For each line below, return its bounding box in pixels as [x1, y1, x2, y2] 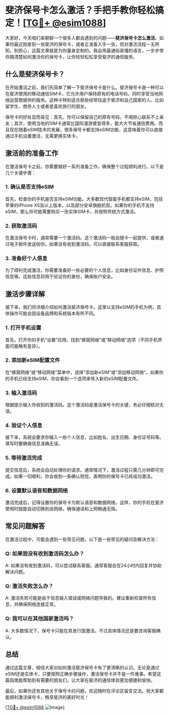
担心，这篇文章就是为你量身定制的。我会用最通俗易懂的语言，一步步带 [18, 47, 164, 53]
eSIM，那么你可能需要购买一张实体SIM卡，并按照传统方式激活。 [5, 208, 138, 214]
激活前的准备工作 [5, 149, 58, 158]
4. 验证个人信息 [5, 422, 43, 429]
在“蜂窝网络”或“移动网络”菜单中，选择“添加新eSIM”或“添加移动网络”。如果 [5, 369, 159, 375]
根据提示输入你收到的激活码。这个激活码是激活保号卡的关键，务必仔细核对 [5, 402, 159, 408]
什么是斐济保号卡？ [5, 70, 65, 79]
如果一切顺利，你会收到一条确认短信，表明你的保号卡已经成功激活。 [14, 473, 155, 479]
